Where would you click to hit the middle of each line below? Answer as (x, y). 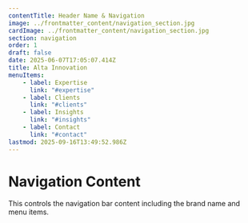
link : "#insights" (60, 120)
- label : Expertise (55, 82)
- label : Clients (52, 98)
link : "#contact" (58, 134)
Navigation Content (75, 181)
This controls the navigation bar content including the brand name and (124, 204)
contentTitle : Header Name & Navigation (77, 16)
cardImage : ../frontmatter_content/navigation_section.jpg (109, 30)
